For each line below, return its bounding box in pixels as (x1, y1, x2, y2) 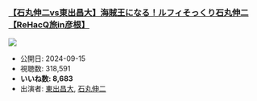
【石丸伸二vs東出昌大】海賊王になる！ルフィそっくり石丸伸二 (8, 6, 249, 18)
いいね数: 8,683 (19, 74, 74, 83)
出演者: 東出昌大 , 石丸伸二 (19, 84, 106, 94)
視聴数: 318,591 (19, 64, 71, 74)
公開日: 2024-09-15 (19, 54, 86, 63)
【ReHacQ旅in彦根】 (8, 18, 90, 30)
